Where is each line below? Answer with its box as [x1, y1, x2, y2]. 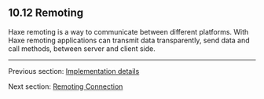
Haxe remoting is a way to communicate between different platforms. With [8, 27, 249, 36]
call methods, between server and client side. [8, 43, 156, 53]
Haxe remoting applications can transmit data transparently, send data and [8, 35, 250, 45]
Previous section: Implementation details [8, 66, 140, 75]
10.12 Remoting [8, 6, 84, 20]
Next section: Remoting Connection [8, 82, 123, 91]
